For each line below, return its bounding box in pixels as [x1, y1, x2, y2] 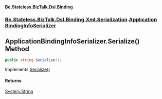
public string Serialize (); [5, 58, 62, 63]
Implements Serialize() [5, 66, 50, 73]
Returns [5, 78, 22, 83]
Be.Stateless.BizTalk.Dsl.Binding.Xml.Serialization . [5, 16, 129, 23]
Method [5, 44, 30, 53]
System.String [5, 88, 34, 95]
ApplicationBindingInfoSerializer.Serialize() [5, 37, 140, 45]
